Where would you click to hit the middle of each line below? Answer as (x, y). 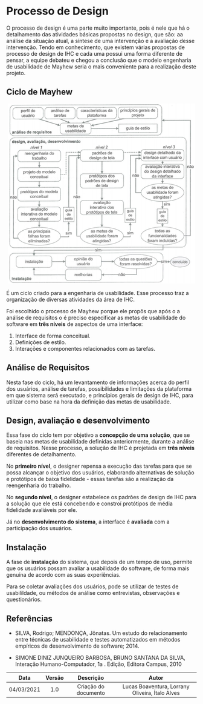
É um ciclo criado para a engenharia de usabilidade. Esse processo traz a (98, 293)
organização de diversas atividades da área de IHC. (70, 299)
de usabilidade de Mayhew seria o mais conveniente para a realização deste (101, 66)
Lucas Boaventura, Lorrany (156, 686)
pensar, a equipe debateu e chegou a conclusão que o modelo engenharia (99, 60)
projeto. (16, 73)
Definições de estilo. (40, 342)
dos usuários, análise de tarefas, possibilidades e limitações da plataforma (99, 388)
